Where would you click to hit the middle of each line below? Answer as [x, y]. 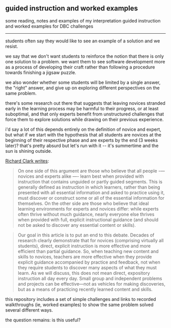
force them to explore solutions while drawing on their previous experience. [84, 119]
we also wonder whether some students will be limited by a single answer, [83, 82]
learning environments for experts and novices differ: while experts [88, 208]
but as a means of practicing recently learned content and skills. [85, 289]
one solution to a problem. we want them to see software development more [85, 61]
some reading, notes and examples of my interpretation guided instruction [83, 20]
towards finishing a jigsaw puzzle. [41, 72]
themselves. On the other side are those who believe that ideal [83, 203]
